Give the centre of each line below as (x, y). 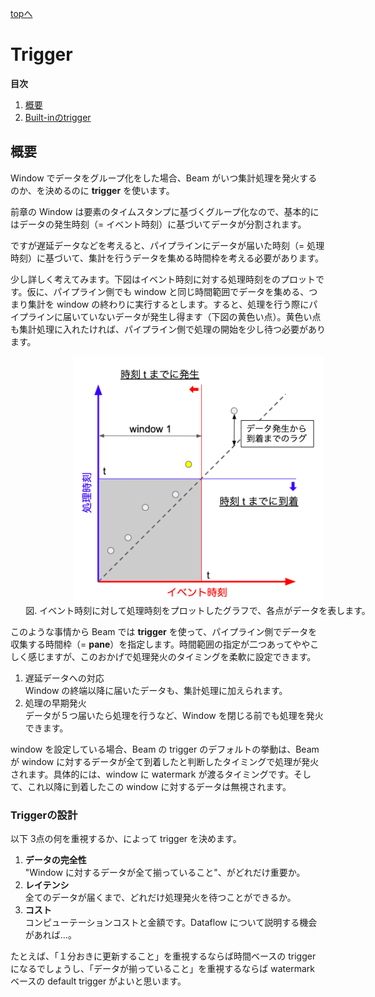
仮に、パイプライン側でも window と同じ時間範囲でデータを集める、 (168, 291)
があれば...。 (50, 935)
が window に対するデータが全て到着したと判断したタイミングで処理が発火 (165, 762)
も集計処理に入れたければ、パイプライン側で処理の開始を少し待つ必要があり (168, 329)
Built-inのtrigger (58, 117)
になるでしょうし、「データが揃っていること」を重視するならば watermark (162, 969)
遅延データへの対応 (64, 678)
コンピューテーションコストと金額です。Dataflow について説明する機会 (171, 923)
